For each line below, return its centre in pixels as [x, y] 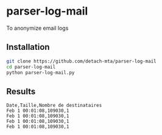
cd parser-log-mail [31, 67]
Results [21, 92]
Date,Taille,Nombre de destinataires [54, 106]
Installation [28, 47]
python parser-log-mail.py [40, 72]
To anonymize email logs [37, 28]
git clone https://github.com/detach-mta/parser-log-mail [81, 61]
